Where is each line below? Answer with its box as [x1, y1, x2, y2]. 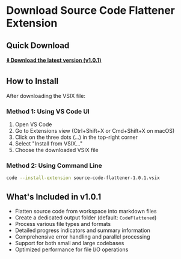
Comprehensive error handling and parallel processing [14, 233, 150, 240]
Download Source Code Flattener [6, 4, 176, 17]
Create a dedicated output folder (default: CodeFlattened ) [14, 214, 157, 221]
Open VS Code [14, 121, 52, 128]
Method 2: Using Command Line [6, 162, 102, 170]
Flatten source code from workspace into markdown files [14, 208, 157, 215]
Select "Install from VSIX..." [14, 140, 83, 147]
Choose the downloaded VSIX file [14, 147, 99, 154]
